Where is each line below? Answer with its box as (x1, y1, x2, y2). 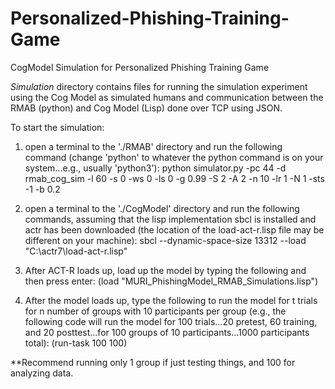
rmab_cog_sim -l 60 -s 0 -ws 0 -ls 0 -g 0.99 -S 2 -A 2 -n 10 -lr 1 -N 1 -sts (24, 172, 325, 184)
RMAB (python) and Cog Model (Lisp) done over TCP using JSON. (10, 102, 283, 114)
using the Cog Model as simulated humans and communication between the (10, 91, 324, 103)
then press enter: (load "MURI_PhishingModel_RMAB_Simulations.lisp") (24, 275, 319, 287)
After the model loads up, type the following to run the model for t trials (24, 294, 318, 306)
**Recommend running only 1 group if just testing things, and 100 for (10, 356, 296, 368)
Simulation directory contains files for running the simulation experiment (10, 80, 308, 92)
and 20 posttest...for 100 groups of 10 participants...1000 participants (24, 326, 310, 338)
